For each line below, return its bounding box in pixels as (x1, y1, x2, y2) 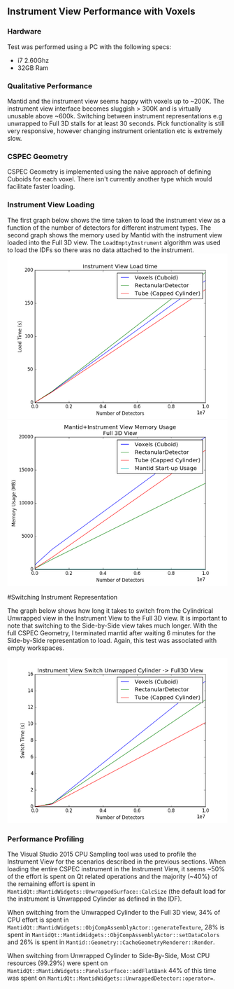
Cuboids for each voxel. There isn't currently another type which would (7, 175, 212, 184)
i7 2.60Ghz (17, 56, 50, 64)
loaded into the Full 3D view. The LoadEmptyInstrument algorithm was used (7, 238, 221, 247)
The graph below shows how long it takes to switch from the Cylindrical (7, 606, 214, 615)
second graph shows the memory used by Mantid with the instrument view (7, 230, 223, 239)
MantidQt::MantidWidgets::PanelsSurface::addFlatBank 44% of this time (7, 966, 217, 974)
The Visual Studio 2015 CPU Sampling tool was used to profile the (7, 850, 197, 858)
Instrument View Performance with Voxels (7, 6, 196, 18)
